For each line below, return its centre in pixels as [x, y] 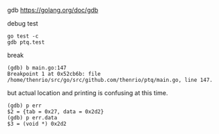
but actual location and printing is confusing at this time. [88, 93]
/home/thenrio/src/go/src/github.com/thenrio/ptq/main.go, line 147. [110, 80]
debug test [23, 23]
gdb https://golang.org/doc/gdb [53, 10]
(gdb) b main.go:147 [37, 68]
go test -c [23, 36]
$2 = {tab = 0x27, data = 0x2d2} [56, 112]
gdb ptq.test [26, 42]
